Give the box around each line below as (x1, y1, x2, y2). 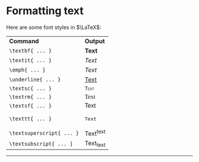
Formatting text (6, 4, 84, 18)
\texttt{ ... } (9, 115, 52, 122)
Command (9, 37, 40, 45)
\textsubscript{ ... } (9, 140, 73, 147)
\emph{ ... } (9, 66, 46, 73)
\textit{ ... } (9, 57, 52, 63)
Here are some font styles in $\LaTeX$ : (6, 24, 102, 31)
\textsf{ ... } (9, 102, 52, 109)
